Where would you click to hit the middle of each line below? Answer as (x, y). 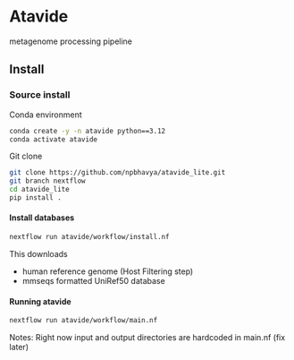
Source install (40, 95)
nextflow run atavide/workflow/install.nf (89, 237)
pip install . (36, 198)
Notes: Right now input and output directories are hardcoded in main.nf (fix (147, 338)
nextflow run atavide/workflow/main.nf (84, 321)
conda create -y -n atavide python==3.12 (88, 131)
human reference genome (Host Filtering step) (108, 271)
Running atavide (40, 301)
